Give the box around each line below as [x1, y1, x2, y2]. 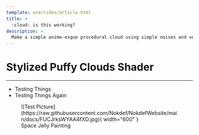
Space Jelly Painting [21, 122, 71, 129]
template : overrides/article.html [6, 9, 92, 15]
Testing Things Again [14, 92, 67, 99]
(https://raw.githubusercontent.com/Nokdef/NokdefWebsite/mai [21, 110, 178, 117]
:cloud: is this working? [11, 22, 76, 28]
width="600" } [103, 116, 139, 123]
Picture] [36, 103, 56, 110]
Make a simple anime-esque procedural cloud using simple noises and [11, 34, 187, 41]
